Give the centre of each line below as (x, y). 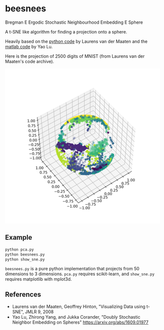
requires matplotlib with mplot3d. (39, 279)
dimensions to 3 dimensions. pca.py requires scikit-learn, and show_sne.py (80, 274)
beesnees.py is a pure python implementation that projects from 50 (72, 268)
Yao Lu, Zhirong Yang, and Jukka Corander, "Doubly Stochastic (76, 317)
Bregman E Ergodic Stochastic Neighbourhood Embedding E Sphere (74, 22)
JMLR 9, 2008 (40, 312)
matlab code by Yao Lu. (29, 46)
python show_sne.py (25, 259)
